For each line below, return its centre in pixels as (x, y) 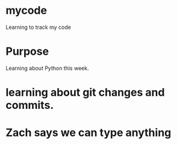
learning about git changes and (85, 92)
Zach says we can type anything (88, 133)
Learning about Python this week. (47, 68)
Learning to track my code (39, 27)
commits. (30, 105)
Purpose (27, 51)
